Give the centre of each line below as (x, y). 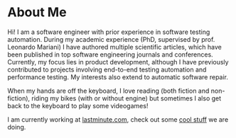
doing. (17, 127)
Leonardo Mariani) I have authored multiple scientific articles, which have (114, 47)
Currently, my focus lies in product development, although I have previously (118, 62)
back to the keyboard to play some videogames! (78, 105)
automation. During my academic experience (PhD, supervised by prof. (111, 39)
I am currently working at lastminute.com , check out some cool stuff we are (118, 119)
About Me (37, 12)
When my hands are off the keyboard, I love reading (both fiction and (108, 91)
